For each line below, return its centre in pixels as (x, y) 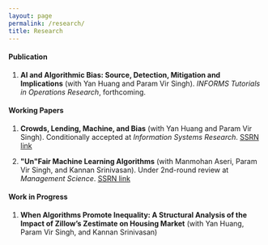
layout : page (30, 16)
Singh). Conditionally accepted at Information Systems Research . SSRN (139, 137)
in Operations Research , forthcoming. (83, 92)
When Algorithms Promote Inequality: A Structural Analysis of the (134, 214)
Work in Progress (38, 197)
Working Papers (36, 111)
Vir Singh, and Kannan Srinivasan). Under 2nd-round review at (124, 170)
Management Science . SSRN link (75, 178)
